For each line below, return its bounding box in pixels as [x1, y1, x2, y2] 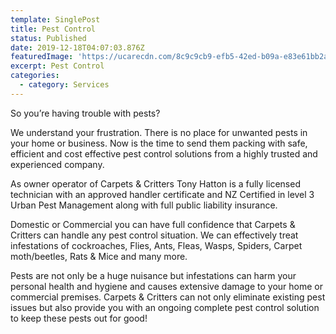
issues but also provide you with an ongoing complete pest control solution [10, 301, 320, 313]
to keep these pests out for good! [10, 312, 148, 324]
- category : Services [19, 80, 110, 90]
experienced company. [10, 158, 105, 170]
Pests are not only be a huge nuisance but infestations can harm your [10, 269, 297, 281]
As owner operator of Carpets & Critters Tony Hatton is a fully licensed [10, 177, 301, 190]
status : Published [10, 33, 87, 43]
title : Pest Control [10, 24, 97, 34]
